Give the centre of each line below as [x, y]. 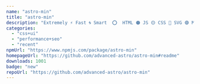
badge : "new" [22, 67]
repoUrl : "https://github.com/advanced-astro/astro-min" [78, 72]
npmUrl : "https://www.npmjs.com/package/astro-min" [71, 50]
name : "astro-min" [29, 12]
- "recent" [25, 45]
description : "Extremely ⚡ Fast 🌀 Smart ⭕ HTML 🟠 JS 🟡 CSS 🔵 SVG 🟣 [98, 22]
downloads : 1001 [26, 61]
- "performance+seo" [37, 39]
